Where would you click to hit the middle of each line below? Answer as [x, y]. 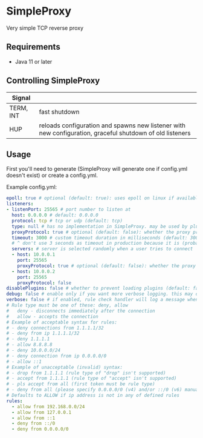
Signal [21, 98]
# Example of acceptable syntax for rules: [62, 322]
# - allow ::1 [24, 362]
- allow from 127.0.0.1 [41, 412]
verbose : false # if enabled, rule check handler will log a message [96, 300]
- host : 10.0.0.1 [34, 255]
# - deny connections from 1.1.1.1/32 [55, 328]
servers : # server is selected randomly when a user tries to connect [102, 249]
